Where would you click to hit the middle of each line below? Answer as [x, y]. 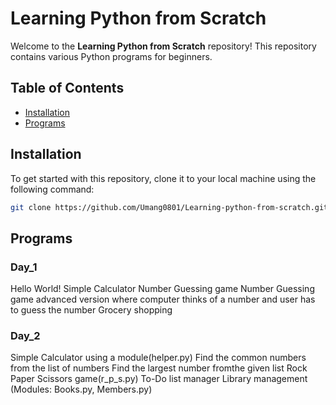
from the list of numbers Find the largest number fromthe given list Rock [159, 368]
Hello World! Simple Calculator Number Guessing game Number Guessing [162, 289]
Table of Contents [67, 88]
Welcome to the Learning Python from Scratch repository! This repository [163, 46]
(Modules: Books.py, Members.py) [81, 389]
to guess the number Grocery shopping [91, 310]
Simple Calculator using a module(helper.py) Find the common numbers [158, 358]
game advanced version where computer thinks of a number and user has [163, 299]
